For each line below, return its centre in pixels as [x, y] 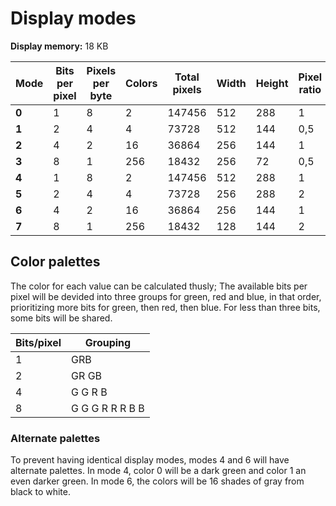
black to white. [40, 492]
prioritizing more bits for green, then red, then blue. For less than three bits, [165, 307]
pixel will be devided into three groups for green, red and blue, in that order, [166, 296]
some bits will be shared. [61, 318]
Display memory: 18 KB [59, 46]
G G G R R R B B [108, 408]
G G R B [89, 392]
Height [272, 83]
